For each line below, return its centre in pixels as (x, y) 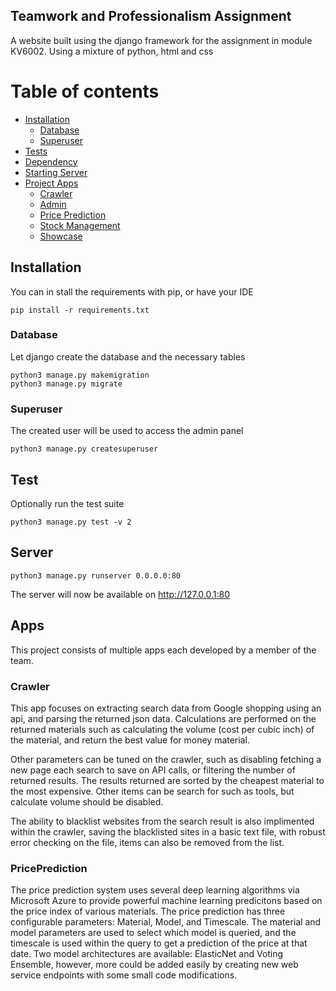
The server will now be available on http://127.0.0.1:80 (120, 594)
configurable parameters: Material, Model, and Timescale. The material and (166, 922)
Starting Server (56, 172)
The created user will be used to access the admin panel (127, 431)
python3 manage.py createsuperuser (84, 449)
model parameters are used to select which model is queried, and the (153, 933)
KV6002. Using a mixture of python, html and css (112, 51)
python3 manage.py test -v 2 (71, 522)
